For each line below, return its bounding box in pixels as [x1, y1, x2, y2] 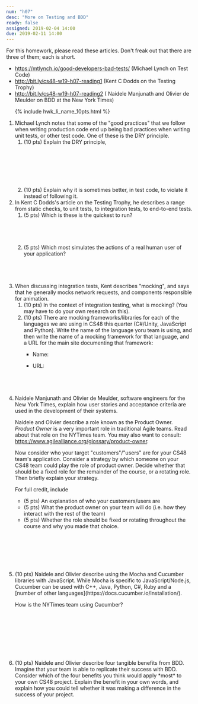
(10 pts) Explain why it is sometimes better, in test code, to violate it [23, 187, 188, 194]
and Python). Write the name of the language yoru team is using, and [23, 327, 192, 334]
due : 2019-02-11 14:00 [6, 31, 62, 37]
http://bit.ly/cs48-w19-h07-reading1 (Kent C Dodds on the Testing [14, 78, 176, 85]
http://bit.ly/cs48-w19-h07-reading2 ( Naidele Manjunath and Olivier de [14, 90, 190, 97]
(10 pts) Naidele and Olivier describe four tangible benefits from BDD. [14, 659, 184, 667]
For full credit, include [14, 486, 69, 493]
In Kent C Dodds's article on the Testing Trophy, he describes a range [14, 199, 185, 206]
